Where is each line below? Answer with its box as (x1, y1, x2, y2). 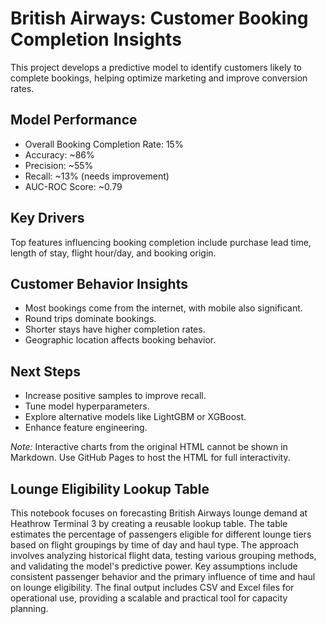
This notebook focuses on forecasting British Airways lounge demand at (10, 507, 308, 519)
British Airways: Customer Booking (10, 7, 309, 30)
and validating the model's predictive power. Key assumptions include (10, 560, 298, 572)
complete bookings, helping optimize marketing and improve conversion (10, 72, 308, 84)
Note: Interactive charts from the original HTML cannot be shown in (10, 441, 288, 453)
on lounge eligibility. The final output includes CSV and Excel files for (10, 582, 295, 593)
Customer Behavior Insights (10, 275, 188, 292)
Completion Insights (10, 28, 182, 51)
